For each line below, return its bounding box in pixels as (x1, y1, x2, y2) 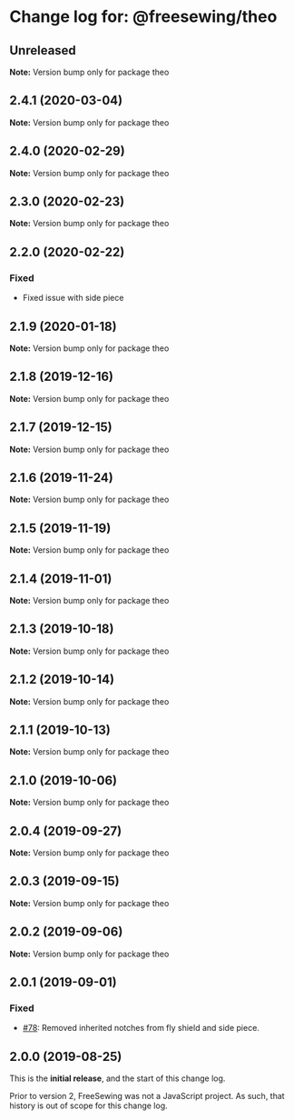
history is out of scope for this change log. (9, 1100, 168, 1111)
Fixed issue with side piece (22, 293, 124, 304)
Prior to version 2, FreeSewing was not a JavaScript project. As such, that (9, 1091, 285, 1102)
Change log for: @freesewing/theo (9, 6, 278, 27)
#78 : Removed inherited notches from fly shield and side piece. (22, 1023, 260, 1034)
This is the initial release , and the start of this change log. (9, 1073, 226, 1084)
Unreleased (9, 43, 77, 58)
